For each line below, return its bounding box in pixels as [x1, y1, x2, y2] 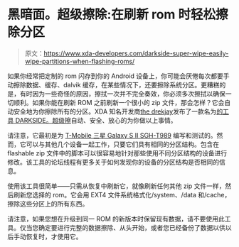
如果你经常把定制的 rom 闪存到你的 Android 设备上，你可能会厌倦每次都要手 [7, 72, 230, 80]
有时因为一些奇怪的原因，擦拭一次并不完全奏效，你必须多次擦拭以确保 [19, 89, 225, 98]
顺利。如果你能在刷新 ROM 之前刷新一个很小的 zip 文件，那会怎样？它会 [13, 98, 225, 106]
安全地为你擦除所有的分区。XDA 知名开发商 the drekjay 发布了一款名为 [13, 107, 217, 116]
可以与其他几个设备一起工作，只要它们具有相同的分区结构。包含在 [26, 140, 219, 148]
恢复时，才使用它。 [26, 232, 83, 241]
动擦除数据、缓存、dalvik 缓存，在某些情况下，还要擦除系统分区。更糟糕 [7, 80, 220, 89]
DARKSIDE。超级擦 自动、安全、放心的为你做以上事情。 [15, 116, 177, 124]
